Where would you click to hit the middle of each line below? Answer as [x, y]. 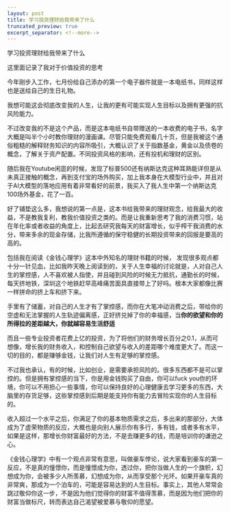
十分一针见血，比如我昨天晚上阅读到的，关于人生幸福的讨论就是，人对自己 [112, 266]
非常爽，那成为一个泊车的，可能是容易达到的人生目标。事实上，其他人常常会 [115, 485]
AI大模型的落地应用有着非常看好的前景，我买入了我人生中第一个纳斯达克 [115, 186]
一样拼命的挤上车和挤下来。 [46, 292]
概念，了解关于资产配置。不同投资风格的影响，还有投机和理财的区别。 [106, 154]
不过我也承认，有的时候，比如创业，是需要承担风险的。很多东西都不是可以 [112, 370]
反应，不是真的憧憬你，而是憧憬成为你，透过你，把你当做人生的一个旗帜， [112, 467]
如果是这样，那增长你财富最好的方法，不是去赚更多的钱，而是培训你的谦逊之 [115, 436]
